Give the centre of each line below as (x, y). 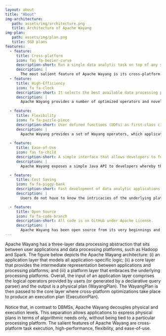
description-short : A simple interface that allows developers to (86, 157)
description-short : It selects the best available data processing (87, 93)
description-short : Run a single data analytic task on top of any (87, 65)
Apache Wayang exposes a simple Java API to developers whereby (88, 166)
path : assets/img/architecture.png (48, 24)
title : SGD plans (30, 42)
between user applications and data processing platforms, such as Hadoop (82, 249)
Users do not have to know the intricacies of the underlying (86, 198)
